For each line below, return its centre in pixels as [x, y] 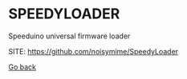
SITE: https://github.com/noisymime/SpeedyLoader [93, 51]
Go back [22, 67]
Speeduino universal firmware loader [69, 36]
